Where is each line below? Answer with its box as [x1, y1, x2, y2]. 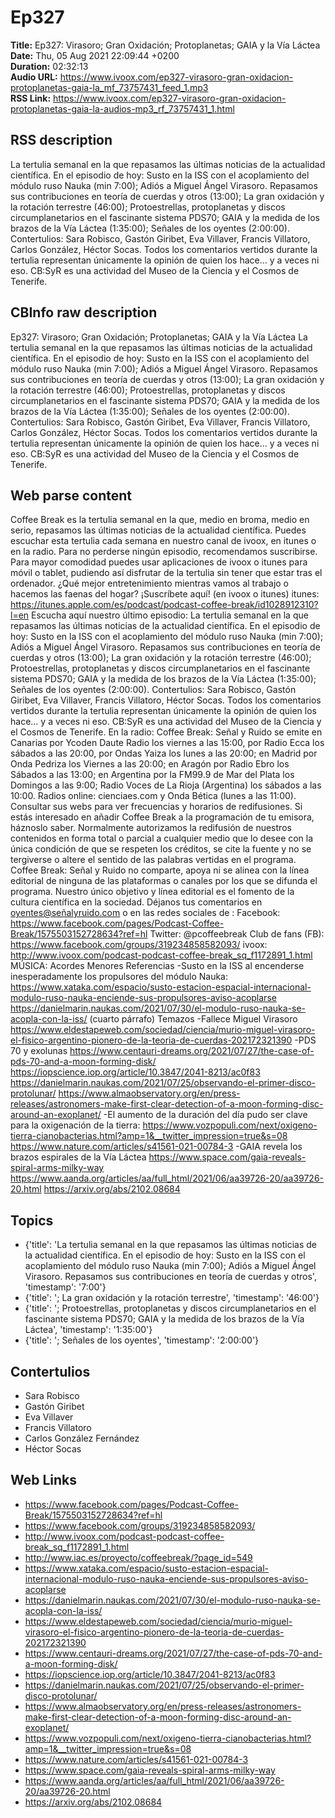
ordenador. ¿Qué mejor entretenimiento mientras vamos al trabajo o [10, 577, 289, 590]
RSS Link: [10, 92, 52, 104]
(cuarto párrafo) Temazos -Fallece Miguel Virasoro [89, 1013, 298, 1025]
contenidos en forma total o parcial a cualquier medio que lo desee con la [10, 832, 314, 845]
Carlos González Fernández [24, 1432, 140, 1444]
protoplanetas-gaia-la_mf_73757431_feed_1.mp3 [10, 81, 209, 93]
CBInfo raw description [10, 304, 158, 321]
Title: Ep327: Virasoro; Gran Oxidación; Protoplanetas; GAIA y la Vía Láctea [10, 39, 321, 51]
